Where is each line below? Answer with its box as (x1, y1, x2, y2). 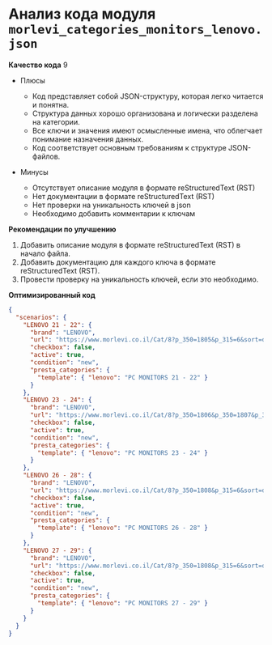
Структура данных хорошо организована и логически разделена (32, 108, 259, 118)
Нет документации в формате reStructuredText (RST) (32, 191, 215, 201)
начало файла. (19, 248, 71, 258)
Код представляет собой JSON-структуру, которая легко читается (32, 91, 264, 101)
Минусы (19, 167, 49, 176)
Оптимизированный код (8, 290, 96, 299)
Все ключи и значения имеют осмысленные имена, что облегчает (32, 125, 263, 135)
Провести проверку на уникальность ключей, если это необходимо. (19, 274, 259, 284)
